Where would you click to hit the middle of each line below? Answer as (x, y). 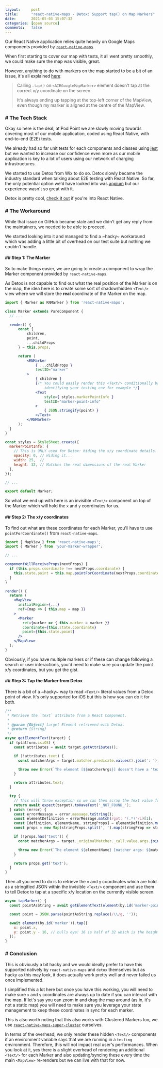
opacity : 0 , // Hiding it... (43, 456)
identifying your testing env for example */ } (92, 388)
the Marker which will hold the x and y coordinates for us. (62, 506)
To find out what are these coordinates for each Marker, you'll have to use (79, 528)
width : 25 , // (29, 460)
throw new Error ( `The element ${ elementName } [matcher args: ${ (84, 850)
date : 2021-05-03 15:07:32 (39, 19)
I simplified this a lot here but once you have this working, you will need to (79, 989)
